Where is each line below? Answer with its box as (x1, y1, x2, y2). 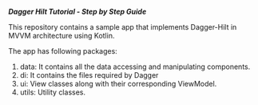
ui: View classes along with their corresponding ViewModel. (19, 79, 217, 88)
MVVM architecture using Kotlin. (8, 31, 115, 40)
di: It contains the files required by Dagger (19, 71, 159, 79)
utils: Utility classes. (19, 87, 86, 97)
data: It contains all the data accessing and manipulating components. (19, 62, 251, 71)
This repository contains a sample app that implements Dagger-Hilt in (8, 22, 237, 31)
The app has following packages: (8, 46, 117, 55)
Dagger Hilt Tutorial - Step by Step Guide (8, 7, 147, 16)
